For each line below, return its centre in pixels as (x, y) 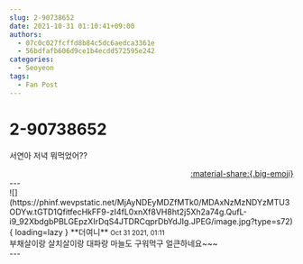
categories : (32, 59)
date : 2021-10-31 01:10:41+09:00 (72, 26)
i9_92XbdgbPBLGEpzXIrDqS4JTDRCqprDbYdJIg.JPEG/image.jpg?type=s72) (151, 221)
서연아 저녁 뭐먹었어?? (49, 155)
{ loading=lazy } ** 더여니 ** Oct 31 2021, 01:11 (87, 232)
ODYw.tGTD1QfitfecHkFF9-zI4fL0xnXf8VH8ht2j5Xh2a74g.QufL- (129, 212)
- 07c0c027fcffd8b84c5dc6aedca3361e (86, 43)
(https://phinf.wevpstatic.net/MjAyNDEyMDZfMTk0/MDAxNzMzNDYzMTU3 (150, 202)
